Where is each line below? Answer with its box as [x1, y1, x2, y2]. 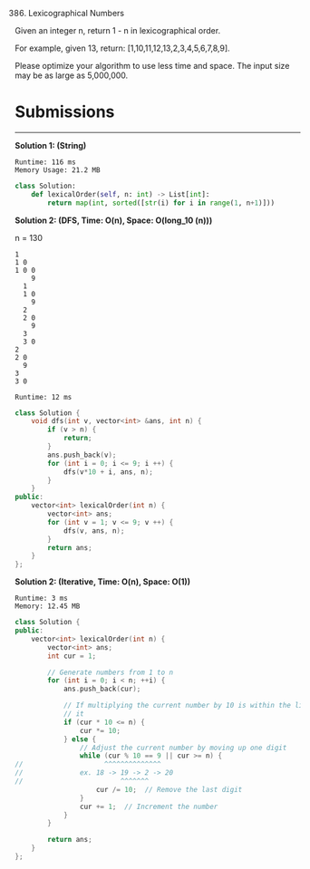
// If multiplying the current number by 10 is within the [63, 701, 291, 710]
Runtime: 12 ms [15, 392, 73, 401]
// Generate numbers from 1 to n [47, 668, 174, 677]
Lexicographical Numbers [27, 8, 125, 18]
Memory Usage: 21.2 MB [15, 165, 101, 175]
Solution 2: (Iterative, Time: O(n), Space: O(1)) [15, 576, 191, 587]
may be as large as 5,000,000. [15, 70, 129, 81]
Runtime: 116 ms [15, 158, 76, 167]
